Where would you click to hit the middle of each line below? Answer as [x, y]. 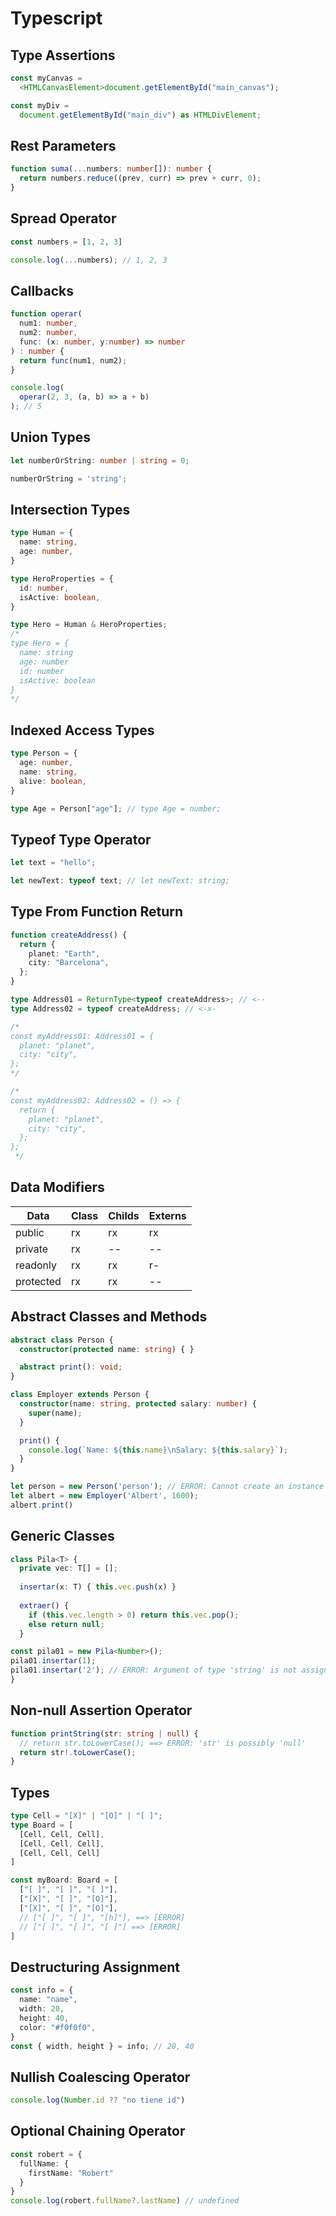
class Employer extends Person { [80, 1395]
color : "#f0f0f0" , [58, 2027]
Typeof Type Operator [81, 839]
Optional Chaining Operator [98, 2131]
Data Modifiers [57, 1187]
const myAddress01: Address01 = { [82, 1036]
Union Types [50, 437]
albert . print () [42, 1505]
